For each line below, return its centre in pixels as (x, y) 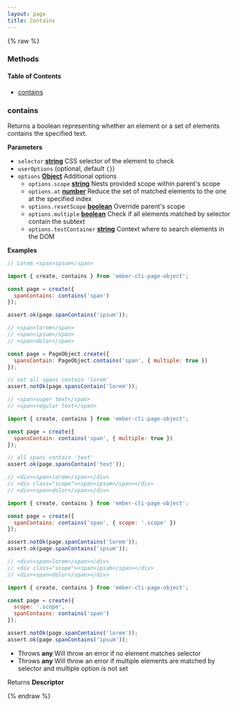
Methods (23, 59)
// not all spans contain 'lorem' (59, 380)
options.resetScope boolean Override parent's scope (107, 206)
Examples (22, 250)
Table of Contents (34, 76)
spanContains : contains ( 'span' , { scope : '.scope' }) (95, 523)
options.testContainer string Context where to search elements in (126, 229)
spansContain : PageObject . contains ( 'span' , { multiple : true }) (111, 360)
